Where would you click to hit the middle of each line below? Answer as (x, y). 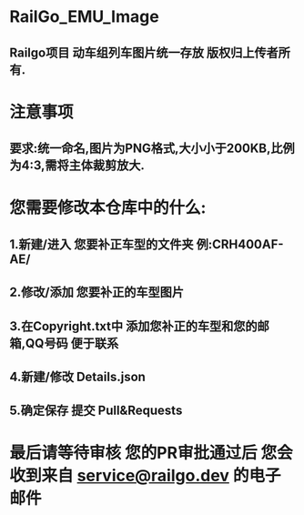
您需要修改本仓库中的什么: (108, 208)
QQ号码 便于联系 (72, 343)
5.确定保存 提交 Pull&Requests (96, 411)
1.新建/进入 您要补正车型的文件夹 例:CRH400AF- (147, 244)
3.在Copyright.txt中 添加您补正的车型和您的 (133, 326)
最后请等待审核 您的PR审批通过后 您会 (151, 453)
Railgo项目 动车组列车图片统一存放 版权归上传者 (144, 52)
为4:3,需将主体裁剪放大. (77, 166)
